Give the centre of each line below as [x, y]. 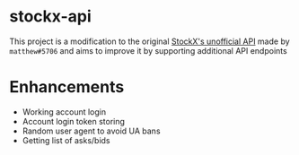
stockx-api [50, 17]
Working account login [64, 112]
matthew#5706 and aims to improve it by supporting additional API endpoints [148, 50]
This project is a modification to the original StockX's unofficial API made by [149, 41]
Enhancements [67, 87]
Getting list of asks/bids [66, 140]
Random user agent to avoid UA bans [91, 131]
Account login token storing [74, 121]
